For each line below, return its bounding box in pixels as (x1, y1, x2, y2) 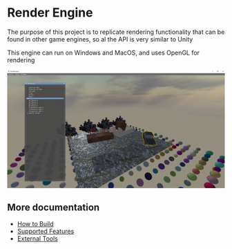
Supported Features (17, 227, 75, 236)
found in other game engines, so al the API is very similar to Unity (7, 35, 193, 43)
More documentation (7, 201, 100, 213)
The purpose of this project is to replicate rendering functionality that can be (7, 28, 225, 36)
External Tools (17, 234, 59, 243)
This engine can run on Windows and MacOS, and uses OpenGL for (7, 48, 200, 57)
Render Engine (7, 5, 93, 21)
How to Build (17, 220, 54, 228)
